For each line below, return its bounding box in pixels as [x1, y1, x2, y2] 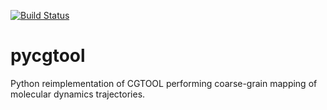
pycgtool [10, 45, 86, 67]
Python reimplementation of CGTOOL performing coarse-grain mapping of [10, 77, 318, 89]
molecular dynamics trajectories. [10, 88, 146, 100]
